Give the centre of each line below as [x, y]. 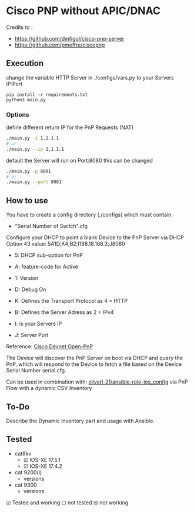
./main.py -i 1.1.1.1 [33, 138]
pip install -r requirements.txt [47, 95]
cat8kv [23, 453]
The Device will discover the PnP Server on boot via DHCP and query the [95, 358]
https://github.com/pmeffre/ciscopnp [60, 45]
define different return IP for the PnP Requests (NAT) [70, 127]
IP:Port [14, 84]
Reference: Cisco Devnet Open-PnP [49, 346]
